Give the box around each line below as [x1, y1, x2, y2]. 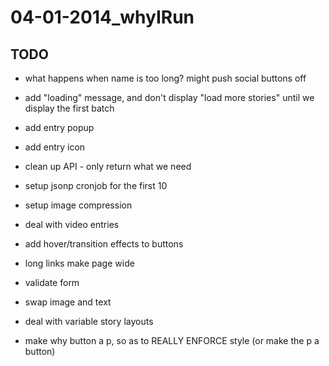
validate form [24, 277, 80, 288]
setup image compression [24, 199, 133, 211]
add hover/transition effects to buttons [24, 238, 184, 250]
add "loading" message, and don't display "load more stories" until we [24, 92, 315, 103]
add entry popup [24, 122, 95, 133]
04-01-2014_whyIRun [10, 6, 195, 29]
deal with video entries [24, 219, 120, 230]
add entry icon [24, 141, 86, 153]
